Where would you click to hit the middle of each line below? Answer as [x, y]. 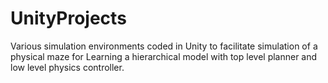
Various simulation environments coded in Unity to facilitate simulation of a [164, 46]
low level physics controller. [67, 67]
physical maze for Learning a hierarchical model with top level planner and [164, 56]
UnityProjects [68, 18]
